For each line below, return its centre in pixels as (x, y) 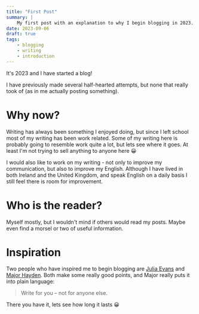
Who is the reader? (54, 205)
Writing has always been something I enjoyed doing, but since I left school (98, 131)
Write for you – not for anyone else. (64, 293)
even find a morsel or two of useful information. (65, 228)
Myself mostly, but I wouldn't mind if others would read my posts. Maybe (96, 222)
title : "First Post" (32, 12)
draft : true (21, 34)
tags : (13, 39)
